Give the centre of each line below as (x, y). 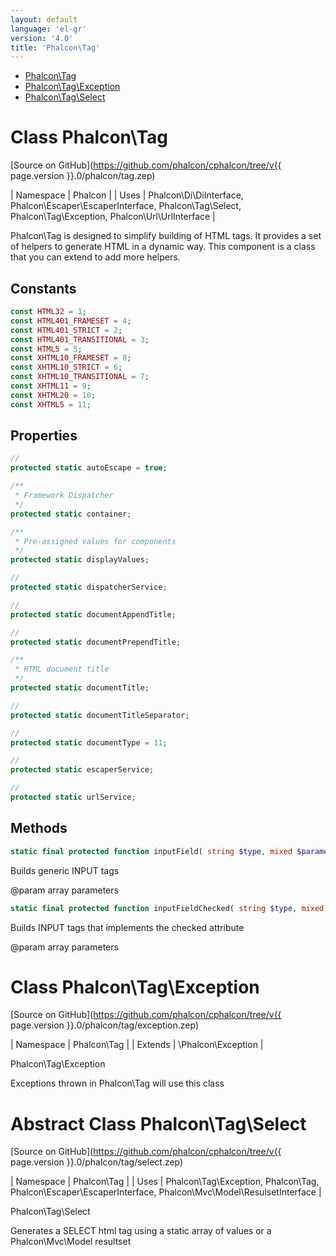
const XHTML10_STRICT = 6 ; (66, 367)
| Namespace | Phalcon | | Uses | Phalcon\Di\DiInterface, (127, 195)
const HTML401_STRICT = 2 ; (66, 330)
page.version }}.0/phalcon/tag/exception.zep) (104, 1025)
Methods (39, 828)
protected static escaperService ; (82, 770)
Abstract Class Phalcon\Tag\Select (158, 1123)
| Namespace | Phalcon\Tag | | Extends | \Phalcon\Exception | (137, 1045)
